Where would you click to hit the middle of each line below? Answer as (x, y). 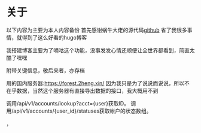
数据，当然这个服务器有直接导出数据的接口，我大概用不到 (87, 90)
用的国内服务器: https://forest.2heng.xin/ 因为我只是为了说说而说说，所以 (95, 83)
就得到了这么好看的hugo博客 (52, 37)
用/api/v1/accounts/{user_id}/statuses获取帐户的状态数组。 (79, 111)
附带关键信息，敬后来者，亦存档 (45, 70)
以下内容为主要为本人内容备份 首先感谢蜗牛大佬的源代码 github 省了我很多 (97, 30)
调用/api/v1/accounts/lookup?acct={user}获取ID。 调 (71, 103)
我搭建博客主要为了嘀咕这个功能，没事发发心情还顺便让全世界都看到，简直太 (100, 50)
